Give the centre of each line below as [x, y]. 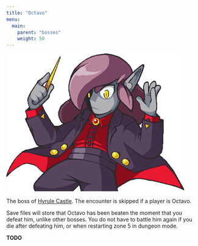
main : [19, 26]
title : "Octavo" [27, 13]
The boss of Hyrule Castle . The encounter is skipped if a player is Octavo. [99, 201]
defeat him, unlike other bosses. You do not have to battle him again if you [100, 220]
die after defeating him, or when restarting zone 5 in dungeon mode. [92, 226]
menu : [13, 19]
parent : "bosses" [39, 32]
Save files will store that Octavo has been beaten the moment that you [94, 213]
